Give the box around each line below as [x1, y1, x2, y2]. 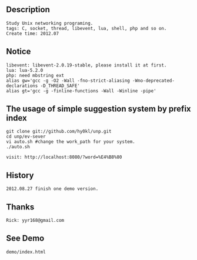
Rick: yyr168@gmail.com [6, 218, 65, 224]
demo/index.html [6, 249, 46, 255]
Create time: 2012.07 [6, 31, 59, 36]
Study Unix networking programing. [6, 20, 94, 26]
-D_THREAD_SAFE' [40, 82, 81, 89]
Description [6, 5, 50, 15]
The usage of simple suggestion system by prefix [6, 104, 191, 114]
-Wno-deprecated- [132, 78, 175, 84]
